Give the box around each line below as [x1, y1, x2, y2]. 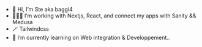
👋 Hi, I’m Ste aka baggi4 [12, 6, 73, 13]
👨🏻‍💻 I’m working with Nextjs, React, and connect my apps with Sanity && [12, 12, 196, 19]
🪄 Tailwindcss [12, 25, 49, 33]
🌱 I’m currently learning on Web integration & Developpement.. [12, 34, 170, 41]
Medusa [12, 19, 33, 25]
